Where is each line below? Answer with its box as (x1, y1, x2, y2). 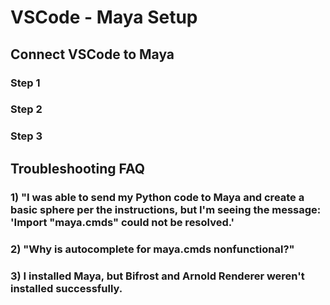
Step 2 (10, 102, 43, 116)
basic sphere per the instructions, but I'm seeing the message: (10, 202, 322, 216)
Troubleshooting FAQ (10, 160, 146, 177)
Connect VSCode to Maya (10, 46, 175, 63)
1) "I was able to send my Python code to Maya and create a (10, 190, 305, 204)
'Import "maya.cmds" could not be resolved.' (10, 215, 235, 229)
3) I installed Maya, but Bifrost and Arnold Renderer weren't (10, 269, 305, 283)
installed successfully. (10, 281, 123, 295)
